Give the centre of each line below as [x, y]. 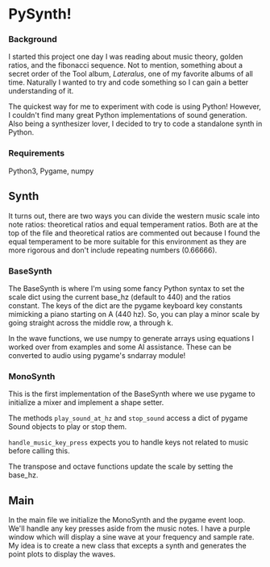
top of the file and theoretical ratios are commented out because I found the [134, 233]
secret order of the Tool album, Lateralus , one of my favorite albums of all [131, 74]
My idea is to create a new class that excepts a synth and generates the [128, 546]
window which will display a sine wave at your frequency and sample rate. [131, 537]
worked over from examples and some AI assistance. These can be [120, 347]
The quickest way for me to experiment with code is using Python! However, [135, 106]
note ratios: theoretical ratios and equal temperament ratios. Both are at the [133, 224]
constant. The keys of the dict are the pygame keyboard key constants [126, 305]
